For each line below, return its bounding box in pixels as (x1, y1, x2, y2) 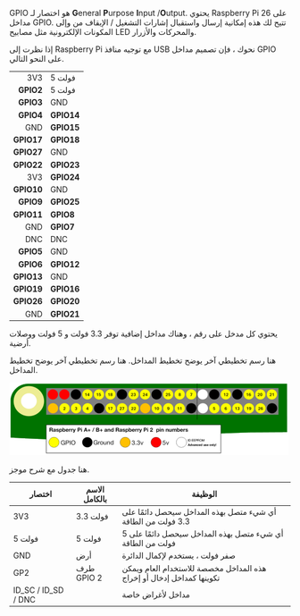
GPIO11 (12, 209, 43, 220)
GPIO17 (12, 134, 43, 145)
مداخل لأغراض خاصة (121, 589, 190, 600)
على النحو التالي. (9, 54, 64, 63)
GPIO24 (50, 172, 80, 182)
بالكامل (83, 494, 108, 504)
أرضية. (9, 338, 31, 348)
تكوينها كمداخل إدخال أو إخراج (121, 572, 221, 583)
